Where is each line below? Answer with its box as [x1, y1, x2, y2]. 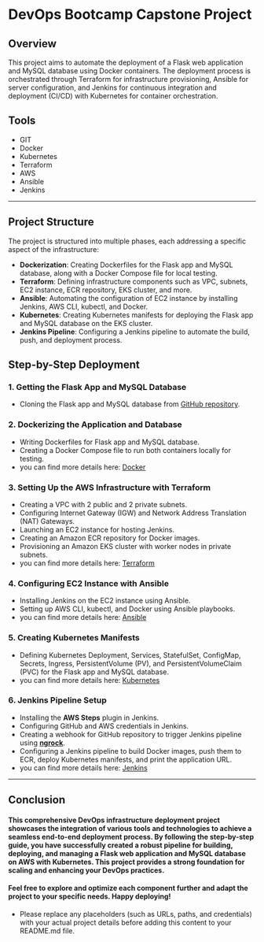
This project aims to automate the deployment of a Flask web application [8, 57, 244, 67]
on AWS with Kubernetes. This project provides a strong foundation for [8, 857, 245, 866]
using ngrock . [19, 738, 65, 747]
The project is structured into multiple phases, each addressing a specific [8, 236, 246, 246]
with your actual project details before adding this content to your [19, 918, 232, 927]
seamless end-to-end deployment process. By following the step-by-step [8, 832, 255, 841]
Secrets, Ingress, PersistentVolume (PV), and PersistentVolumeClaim [19, 658, 242, 668]
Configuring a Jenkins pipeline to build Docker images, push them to [19, 746, 242, 755]
